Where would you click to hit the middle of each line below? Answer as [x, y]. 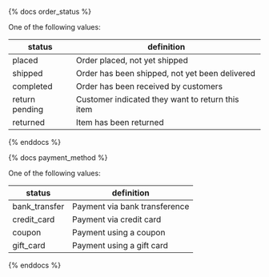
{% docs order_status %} [50, 12]
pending [28, 109]
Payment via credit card [116, 219]
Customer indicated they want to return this [157, 99]
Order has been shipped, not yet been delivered [166, 73]
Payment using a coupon [118, 233]
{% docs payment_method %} [58, 158]
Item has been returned [120, 122]
